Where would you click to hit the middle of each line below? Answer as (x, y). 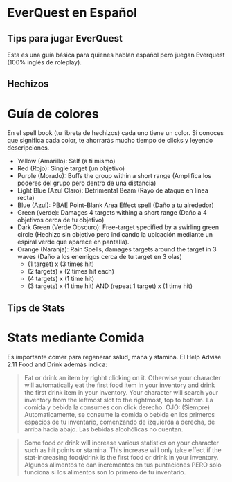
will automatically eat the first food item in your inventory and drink (119, 385)
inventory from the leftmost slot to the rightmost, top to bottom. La (118, 400)
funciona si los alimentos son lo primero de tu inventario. (105, 472)
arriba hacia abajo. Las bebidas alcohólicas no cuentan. (104, 429)
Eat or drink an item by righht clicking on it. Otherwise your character (123, 377)
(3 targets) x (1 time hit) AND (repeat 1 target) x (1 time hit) (110, 286)
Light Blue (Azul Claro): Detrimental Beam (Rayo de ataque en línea (113, 190)
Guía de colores (53, 114)
